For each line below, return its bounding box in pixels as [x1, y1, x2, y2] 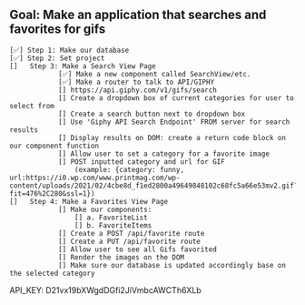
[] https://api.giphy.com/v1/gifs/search [57, 86, 218, 95]
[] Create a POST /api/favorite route [57, 229, 205, 238]
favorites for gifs [9, 22, 106, 37]
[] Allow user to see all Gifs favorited [57, 245, 218, 254]
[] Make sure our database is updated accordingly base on [57, 260, 286, 269]
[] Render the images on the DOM [57, 252, 184, 262]
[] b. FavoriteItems [74, 220, 152, 230]
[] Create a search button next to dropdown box [57, 109, 246, 118]
